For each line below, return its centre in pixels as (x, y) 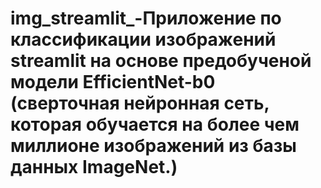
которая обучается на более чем (155, 124)
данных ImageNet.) (94, 167)
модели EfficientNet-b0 (113, 82)
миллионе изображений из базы (153, 146)
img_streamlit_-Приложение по (146, 18)
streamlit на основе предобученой (161, 61)
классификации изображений (143, 39)
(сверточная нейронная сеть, (140, 103)
